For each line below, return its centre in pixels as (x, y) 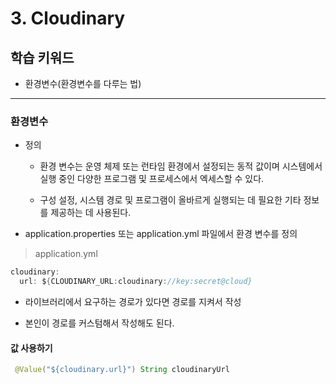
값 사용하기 (31, 348)
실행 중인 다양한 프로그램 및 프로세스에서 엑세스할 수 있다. (152, 179)
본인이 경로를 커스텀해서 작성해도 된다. (99, 323)
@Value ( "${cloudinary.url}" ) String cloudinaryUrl (122, 370)
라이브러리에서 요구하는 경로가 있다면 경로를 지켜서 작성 (133, 302)
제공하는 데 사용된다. (91, 213)
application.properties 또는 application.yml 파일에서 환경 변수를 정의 (161, 234)
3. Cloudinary (68, 18)
